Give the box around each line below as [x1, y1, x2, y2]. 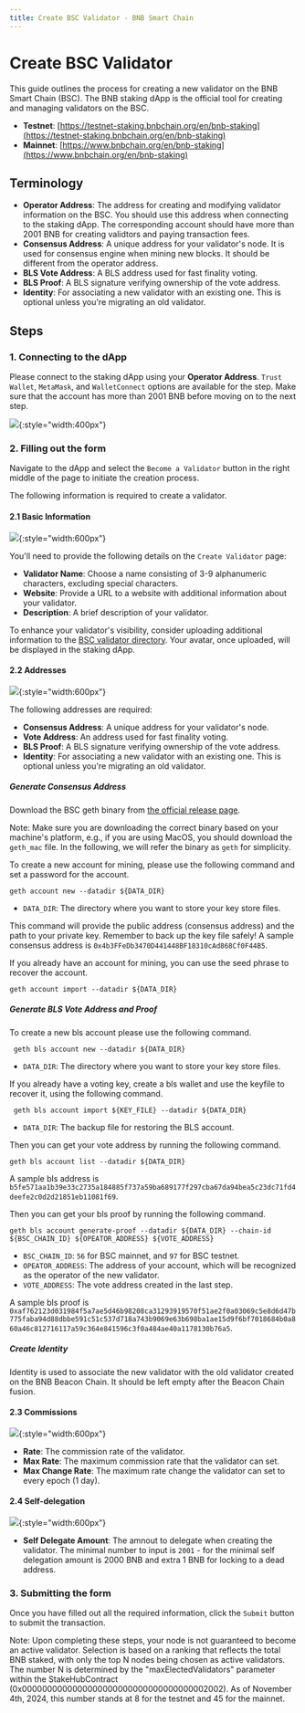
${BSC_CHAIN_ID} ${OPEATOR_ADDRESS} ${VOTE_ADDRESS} [9, 1234, 215, 1243]
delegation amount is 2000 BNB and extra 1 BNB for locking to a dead [22, 1554, 285, 1566]
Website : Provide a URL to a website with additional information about [22, 587, 288, 598]
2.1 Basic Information [9, 510, 91, 521]
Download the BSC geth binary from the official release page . [9, 804, 241, 815]
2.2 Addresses [9, 665, 67, 676]
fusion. [9, 1385, 36, 1397]
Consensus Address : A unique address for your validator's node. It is [22, 238, 285, 249]
